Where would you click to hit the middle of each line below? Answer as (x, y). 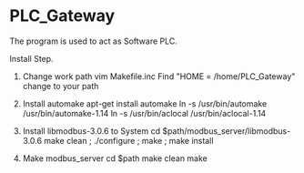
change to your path (61, 86)
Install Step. (31, 58)
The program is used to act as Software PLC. (93, 41)
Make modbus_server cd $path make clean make (115, 158)
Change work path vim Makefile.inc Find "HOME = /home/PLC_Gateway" (159, 76)
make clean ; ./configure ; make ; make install (129, 140)
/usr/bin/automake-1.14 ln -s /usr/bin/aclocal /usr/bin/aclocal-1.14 (144, 113)
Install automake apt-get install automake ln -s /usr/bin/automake (145, 103)
